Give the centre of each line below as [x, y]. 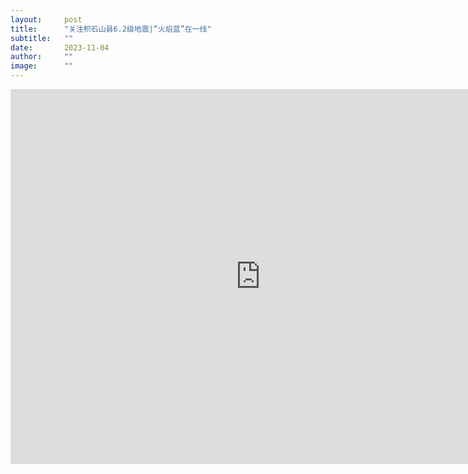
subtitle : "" [42, 38]
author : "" [42, 57]
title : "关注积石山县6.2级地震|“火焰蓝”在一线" [111, 29]
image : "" [42, 66]
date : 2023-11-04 [60, 47]
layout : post [46, 19]
